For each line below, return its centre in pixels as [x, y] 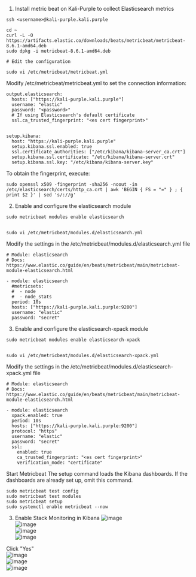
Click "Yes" [20, 549]
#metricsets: [28, 286]
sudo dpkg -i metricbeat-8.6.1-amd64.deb [59, 51]
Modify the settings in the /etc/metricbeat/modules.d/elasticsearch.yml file [98, 244]
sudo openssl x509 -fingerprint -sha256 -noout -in [72, 185]
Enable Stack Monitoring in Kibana [57, 518]
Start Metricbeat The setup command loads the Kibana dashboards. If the [97, 474]
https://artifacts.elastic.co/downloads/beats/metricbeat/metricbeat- [96, 41]
